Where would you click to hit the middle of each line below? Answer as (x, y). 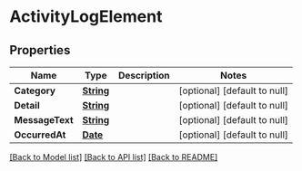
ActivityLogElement (86, 17)
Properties (40, 50)
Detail (27, 105)
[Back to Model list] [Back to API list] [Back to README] (114, 157)
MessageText (44, 120)
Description (144, 76)
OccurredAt (40, 135)
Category (35, 90)
